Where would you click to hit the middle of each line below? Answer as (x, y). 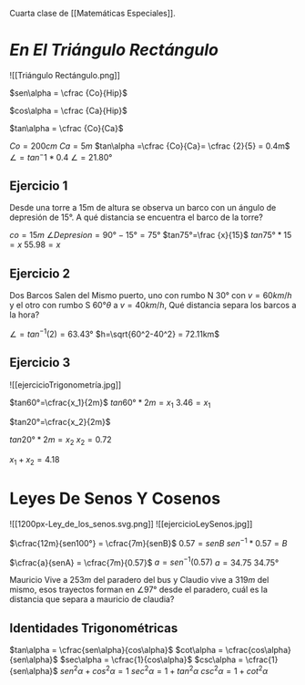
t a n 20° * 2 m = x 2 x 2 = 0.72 (61, 441)
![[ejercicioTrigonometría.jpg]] (66, 384)
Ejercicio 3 (40, 363)
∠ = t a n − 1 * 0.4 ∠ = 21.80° (61, 156)
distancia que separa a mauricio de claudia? (92, 599)
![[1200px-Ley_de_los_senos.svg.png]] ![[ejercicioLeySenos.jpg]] (131, 524)
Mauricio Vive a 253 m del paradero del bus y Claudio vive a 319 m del (139, 580)
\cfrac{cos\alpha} (258, 650)
